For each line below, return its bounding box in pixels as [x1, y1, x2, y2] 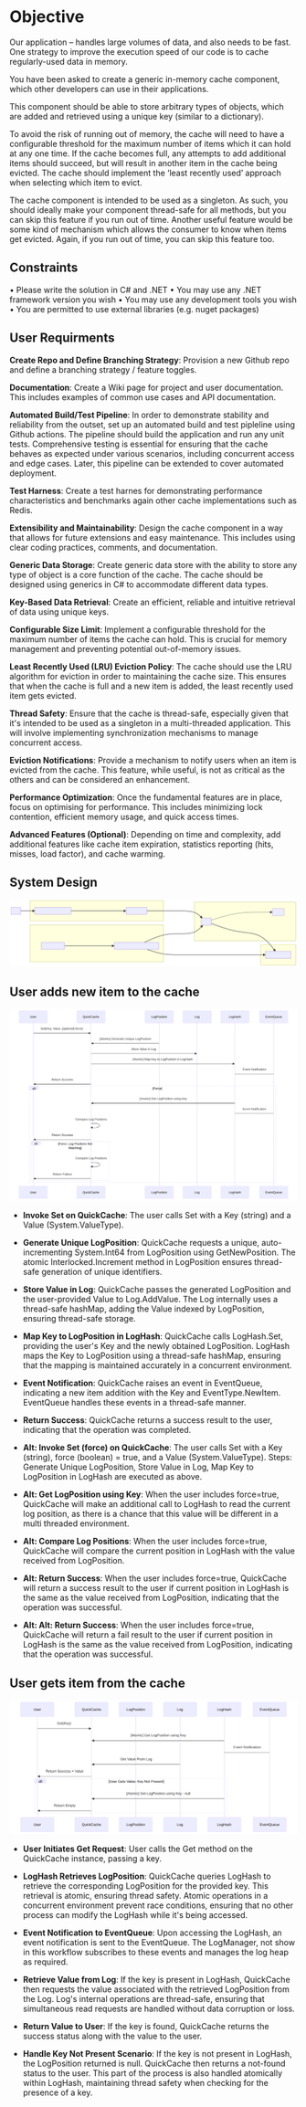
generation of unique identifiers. [40, 1267, 163, 1278]
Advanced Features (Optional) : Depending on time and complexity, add [9, 828, 281, 839]
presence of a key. [22, 2087, 93, 2098]
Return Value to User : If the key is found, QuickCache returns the [22, 2021, 269, 2032]
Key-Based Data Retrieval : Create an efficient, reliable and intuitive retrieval [9, 596, 296, 607]
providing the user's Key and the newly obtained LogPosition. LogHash [22, 1341, 290, 1352]
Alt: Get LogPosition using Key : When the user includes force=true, [22, 1489, 280, 1500]
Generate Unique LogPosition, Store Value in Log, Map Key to [22, 1461, 254, 1472]
